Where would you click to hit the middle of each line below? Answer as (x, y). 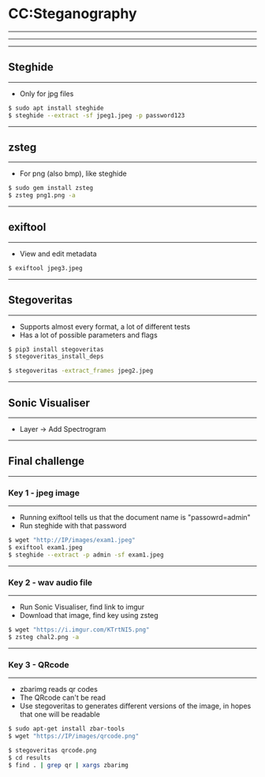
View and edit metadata (58, 254)
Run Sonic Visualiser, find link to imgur (82, 607)
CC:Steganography (73, 14)
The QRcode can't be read (63, 697)
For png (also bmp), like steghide (73, 173)
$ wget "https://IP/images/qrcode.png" (74, 736)
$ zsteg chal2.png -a (44, 637)
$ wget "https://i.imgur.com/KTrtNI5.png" (79, 630)
